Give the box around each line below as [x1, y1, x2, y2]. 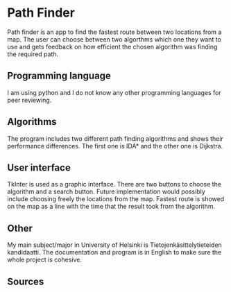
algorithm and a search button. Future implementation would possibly [7, 187, 206, 196]
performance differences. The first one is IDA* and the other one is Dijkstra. [7, 141, 223, 150]
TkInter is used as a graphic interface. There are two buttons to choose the [7, 180, 222, 189]
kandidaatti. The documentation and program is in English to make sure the [7, 248, 222, 257]
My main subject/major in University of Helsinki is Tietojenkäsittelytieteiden [7, 241, 222, 249]
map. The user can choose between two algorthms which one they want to [7, 35, 222, 43]
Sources [7, 275, 44, 287]
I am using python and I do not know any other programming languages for [7, 88, 221, 96]
